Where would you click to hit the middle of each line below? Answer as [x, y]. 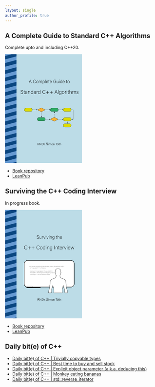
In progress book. [23, 203]
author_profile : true [27, 15]
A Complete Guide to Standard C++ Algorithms [78, 36]
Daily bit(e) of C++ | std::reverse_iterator [53, 379]
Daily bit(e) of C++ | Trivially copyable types [56, 358]
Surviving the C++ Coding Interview [61, 191]
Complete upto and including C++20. [42, 48]
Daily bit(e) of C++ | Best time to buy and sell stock [63, 364]
